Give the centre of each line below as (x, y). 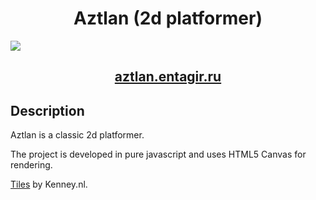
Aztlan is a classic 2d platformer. (77, 135)
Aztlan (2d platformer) (168, 18)
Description (47, 110)
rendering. (31, 165)
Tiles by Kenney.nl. (49, 184)
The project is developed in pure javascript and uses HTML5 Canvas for (158, 154)
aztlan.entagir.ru (168, 77)
